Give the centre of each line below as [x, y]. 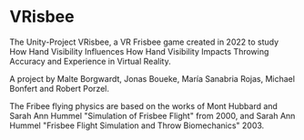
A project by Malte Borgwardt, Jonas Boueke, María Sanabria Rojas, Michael [152, 78]
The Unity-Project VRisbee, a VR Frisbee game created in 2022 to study [144, 42]
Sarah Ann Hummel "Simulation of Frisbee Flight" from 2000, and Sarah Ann [152, 115]
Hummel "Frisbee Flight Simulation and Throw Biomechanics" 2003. [137, 125]
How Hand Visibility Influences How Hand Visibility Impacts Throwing [139, 51]
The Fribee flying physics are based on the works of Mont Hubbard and [143, 105]
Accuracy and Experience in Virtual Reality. [90, 61]
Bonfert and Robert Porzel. [59, 88]
